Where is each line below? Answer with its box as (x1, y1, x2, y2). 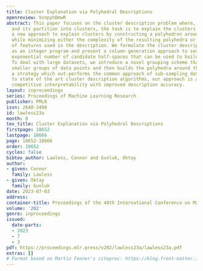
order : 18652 (6, 143, 39, 150)
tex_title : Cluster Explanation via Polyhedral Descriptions (6, 121, 164, 127)
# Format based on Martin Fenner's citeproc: (6, 256, 123, 262)
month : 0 (6, 115, 28, 121)
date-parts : (11, 222, 42, 228)
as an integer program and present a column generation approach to (11, 48, 188, 54)
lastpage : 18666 (6, 132, 47, 139)
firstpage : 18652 (6, 127, 50, 133)
